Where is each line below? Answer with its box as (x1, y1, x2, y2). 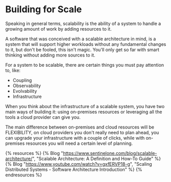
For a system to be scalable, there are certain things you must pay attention (5, 62, 164, 68)
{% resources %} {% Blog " (5, 150, 63, 156)
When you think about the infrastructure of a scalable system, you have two (5, 103, 165, 109)
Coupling (12, 77, 32, 83)
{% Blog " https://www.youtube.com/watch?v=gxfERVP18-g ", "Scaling (5, 161, 152, 167)
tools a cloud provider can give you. (5, 114, 81, 120)
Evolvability (12, 88, 37, 94)
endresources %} (5, 172, 42, 178)
